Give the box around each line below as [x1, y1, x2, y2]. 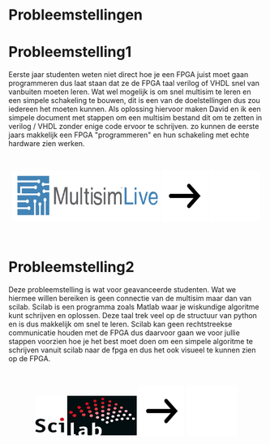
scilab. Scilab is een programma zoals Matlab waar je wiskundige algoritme [8, 302, 259, 312]
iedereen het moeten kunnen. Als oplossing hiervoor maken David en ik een [8, 104, 261, 114]
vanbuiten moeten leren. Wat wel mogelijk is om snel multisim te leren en [8, 87, 251, 97]
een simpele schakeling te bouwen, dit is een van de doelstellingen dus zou [8, 96, 261, 106]
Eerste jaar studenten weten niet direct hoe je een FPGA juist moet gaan [8, 70, 249, 80]
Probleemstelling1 [8, 43, 132, 62]
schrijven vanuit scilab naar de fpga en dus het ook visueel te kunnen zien [8, 345, 256, 355]
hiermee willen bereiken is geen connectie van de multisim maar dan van [8, 294, 252, 304]
